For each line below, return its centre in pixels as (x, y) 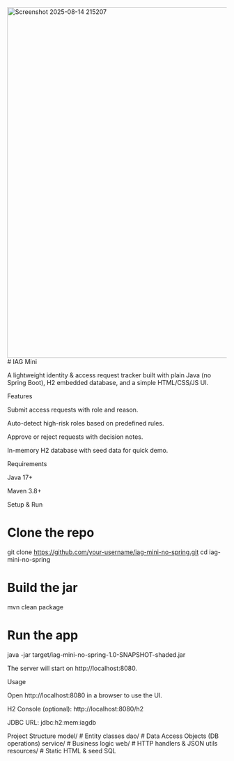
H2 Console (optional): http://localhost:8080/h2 (76, 709)
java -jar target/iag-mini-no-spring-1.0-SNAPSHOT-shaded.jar (96, 654)
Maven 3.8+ (24, 491)
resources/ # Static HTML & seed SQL (62, 751)
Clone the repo (51, 533)
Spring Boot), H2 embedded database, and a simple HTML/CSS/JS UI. (108, 383)
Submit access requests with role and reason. (73, 410)
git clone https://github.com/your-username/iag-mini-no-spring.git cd (107, 552)
